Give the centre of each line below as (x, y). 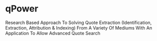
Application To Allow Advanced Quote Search (53, 33)
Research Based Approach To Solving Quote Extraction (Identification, (78, 22)
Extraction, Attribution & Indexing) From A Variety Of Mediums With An (79, 27)
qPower (22, 9)
